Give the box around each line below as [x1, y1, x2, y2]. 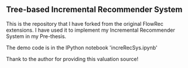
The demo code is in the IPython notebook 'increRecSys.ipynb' [6, 44, 158, 51]
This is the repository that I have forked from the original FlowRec [6, 20, 163, 27]
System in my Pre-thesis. [6, 32, 67, 40]
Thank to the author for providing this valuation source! [6, 55, 139, 62]
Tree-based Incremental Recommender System [6, 5, 183, 15]
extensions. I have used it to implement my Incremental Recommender [6, 26, 175, 33]
